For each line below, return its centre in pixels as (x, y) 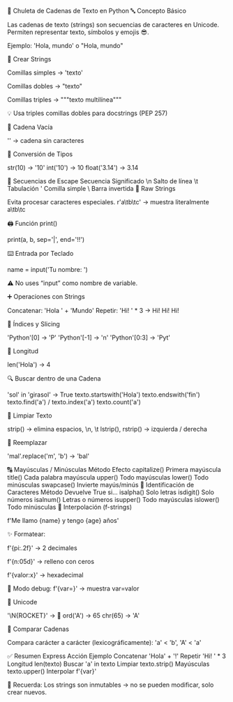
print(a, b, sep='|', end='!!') (46, 239)
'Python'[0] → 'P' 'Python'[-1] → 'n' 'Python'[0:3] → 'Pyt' (89, 337)
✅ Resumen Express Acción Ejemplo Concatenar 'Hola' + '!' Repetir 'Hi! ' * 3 (117, 656)
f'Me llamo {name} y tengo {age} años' (63, 520)
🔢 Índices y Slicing (34, 324)
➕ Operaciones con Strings (46, 297)
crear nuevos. (27, 692)
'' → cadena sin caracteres (46, 140)
